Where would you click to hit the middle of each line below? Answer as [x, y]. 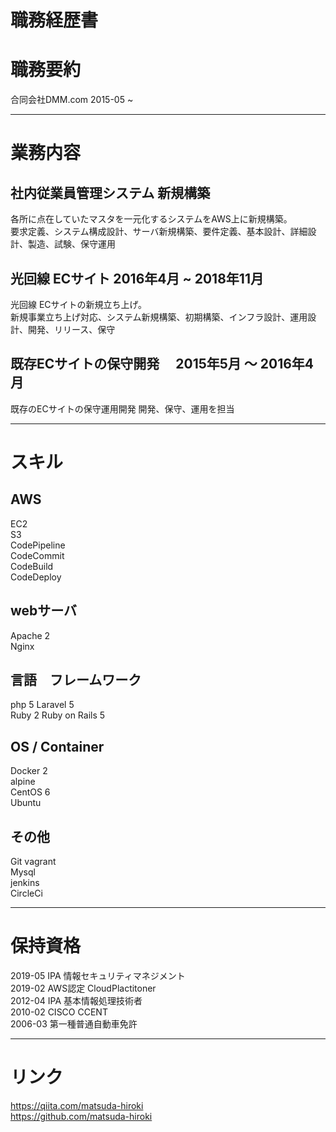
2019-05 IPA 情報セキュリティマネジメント [98, 975]
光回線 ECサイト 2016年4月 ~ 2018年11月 [137, 278]
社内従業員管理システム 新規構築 [110, 192]
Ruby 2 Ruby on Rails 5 [58, 715]
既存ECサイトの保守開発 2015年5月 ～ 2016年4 [162, 364]
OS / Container [57, 746]
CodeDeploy [36, 577]
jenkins [25, 882]
